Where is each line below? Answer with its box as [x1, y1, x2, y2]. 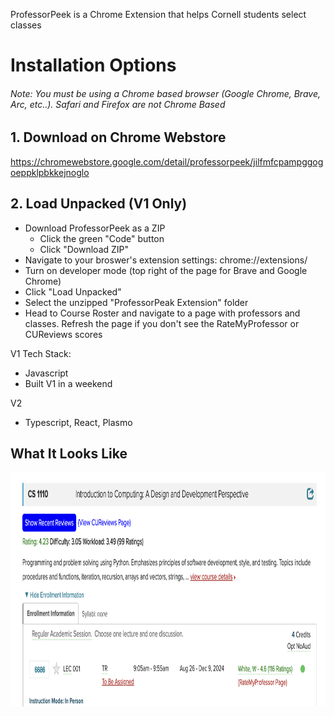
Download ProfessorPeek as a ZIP [24, 222, 166, 234]
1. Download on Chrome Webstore [10, 129, 227, 146]
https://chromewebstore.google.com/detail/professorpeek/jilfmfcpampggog [10, 155, 324, 168]
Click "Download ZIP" [39, 243, 130, 255]
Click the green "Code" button [39, 232, 165, 244]
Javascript [24, 367, 69, 379]
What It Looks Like [10, 445, 128, 463]
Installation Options [10, 54, 177, 77]
